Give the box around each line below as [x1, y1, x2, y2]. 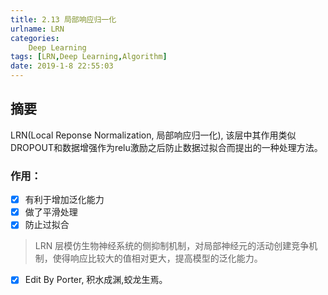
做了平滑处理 [24, 206, 78, 218]
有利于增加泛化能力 [24, 194, 105, 206]
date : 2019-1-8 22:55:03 [10, 61, 114, 71]
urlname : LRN [10, 24, 65, 34]
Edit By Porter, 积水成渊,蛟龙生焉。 [24, 274, 168, 286]
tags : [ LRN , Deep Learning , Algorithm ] [10, 52, 168, 62]
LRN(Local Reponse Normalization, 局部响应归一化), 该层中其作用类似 [10, 129, 297, 141]
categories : [10, 33, 60, 43]
